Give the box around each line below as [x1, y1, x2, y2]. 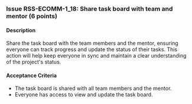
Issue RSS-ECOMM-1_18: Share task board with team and [6, 5, 173, 13]
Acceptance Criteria [6, 72, 57, 79]
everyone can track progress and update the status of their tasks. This [6, 46, 178, 53]
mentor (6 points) [6, 12, 58, 20]
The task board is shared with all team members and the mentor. [14, 85, 172, 92]
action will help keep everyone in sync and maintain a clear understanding [6, 52, 187, 59]
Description [6, 26, 36, 33]
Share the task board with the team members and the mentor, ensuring [6, 40, 178, 47]
